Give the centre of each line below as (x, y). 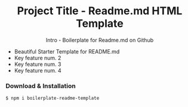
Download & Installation (41, 86)
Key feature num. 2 (38, 58)
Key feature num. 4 (38, 70)
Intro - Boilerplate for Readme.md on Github (99, 40)
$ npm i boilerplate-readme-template (53, 98)
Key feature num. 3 (38, 64)
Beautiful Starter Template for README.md (67, 51)
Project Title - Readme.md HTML (100, 11)
